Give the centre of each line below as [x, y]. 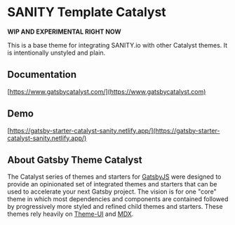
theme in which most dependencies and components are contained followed [118, 199]
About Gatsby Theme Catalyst [75, 159]
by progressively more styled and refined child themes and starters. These [115, 207]
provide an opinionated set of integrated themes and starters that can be [112, 184]
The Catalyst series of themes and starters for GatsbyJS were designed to [114, 177]
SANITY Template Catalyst [87, 12]
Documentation [42, 75]
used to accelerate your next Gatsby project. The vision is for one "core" [112, 192]
